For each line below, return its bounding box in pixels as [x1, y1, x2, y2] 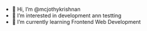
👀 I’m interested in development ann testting [11, 12, 122, 19]
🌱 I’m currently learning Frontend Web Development [11, 18, 141, 25]
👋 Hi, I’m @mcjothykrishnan [11, 6, 81, 13]
